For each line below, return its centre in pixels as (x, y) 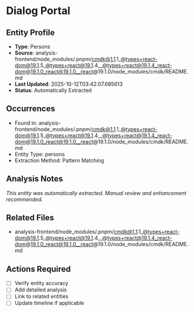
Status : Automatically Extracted (53, 90)
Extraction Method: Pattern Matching (59, 160)
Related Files (30, 218)
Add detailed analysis (41, 290)
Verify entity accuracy (41, 283)
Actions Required (39, 269)
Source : (24, 53)
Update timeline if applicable (49, 303)
